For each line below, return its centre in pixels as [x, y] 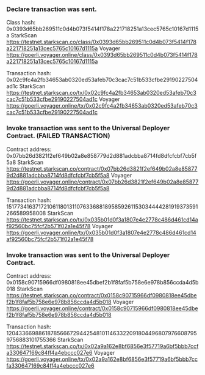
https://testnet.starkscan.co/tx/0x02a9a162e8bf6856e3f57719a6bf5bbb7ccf [103, 346]
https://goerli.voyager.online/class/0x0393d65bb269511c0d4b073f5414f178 [102, 55]
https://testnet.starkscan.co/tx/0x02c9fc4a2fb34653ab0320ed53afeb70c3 [101, 93]
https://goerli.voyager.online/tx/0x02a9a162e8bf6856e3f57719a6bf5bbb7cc [102, 359]
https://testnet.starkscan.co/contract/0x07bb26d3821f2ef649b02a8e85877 [102, 169]
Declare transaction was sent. [52, 9]
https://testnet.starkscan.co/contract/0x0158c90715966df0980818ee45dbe [102, 295]
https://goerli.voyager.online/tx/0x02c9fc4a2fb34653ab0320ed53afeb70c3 [102, 106]
